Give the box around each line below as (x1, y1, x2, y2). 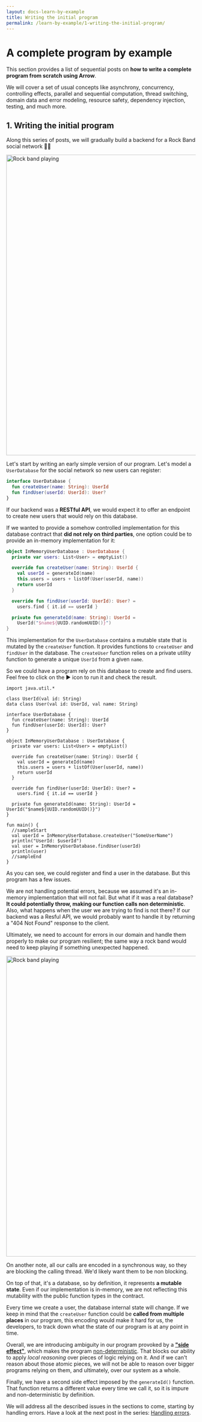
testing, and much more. (6, 103, 67, 110)
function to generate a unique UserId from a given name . (6, 656, 144, 663)
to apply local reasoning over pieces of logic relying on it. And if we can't (6, 1354, 188, 1361)
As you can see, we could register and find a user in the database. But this (6, 869, 191, 877)
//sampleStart (11, 827, 47, 833)
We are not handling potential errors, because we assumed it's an (6, 887, 169, 895)
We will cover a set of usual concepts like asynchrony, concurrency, (6, 84, 175, 91)
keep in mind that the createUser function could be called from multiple (6, 1310, 185, 1317)
